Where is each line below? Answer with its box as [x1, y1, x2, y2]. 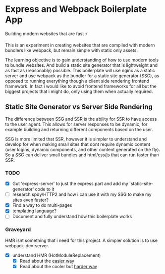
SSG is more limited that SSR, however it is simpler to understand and [5, 136, 147, 142]
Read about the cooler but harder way [19, 263, 98, 269]
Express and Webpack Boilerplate [5, 3, 147, 15]
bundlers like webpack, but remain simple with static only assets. [5, 47, 138, 53]
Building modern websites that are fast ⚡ [5, 31, 88, 37]
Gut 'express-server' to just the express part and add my [12, 181, 129, 186]
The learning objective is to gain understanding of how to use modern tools [5, 57, 159, 63]
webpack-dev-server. [5, 242, 50, 248]
